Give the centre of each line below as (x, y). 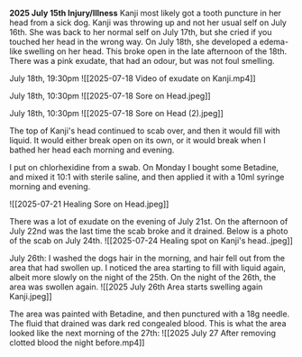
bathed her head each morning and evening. (92, 150)
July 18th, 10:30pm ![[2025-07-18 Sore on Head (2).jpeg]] (116, 113)
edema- (274, 41)
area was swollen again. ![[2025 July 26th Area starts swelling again (136, 287)
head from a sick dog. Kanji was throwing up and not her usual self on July (148, 23)
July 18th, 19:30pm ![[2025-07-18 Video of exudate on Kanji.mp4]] (133, 78)
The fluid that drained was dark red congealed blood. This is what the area (148, 323)
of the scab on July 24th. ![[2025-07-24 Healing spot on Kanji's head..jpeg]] (151, 241)
